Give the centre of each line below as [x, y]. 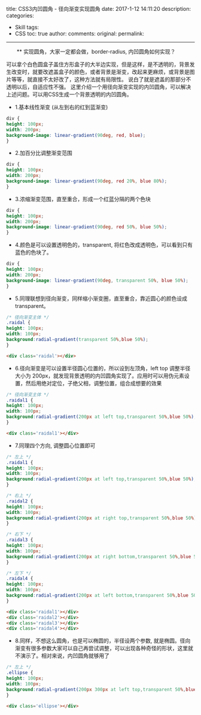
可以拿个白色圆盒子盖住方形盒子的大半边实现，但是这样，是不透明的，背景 [98, 64]
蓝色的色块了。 [33, 252]
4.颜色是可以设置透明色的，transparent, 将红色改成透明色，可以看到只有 [104, 245]
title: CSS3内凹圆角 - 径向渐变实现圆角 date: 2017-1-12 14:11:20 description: [99, 9]
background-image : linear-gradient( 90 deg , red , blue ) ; [76, 135]
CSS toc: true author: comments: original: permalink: [80, 34]
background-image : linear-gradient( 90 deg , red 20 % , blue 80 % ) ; [87, 181]
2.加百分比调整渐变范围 [44, 153]
